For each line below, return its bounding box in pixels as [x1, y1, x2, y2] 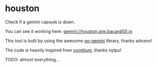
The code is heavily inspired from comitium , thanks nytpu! [5, 47, 122, 53]
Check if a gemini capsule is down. [5, 19, 76, 25]
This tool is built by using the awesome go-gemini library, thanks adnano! [5, 37, 152, 44]
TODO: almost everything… [5, 56, 60, 62]
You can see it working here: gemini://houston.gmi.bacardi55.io [5, 28, 133, 34]
